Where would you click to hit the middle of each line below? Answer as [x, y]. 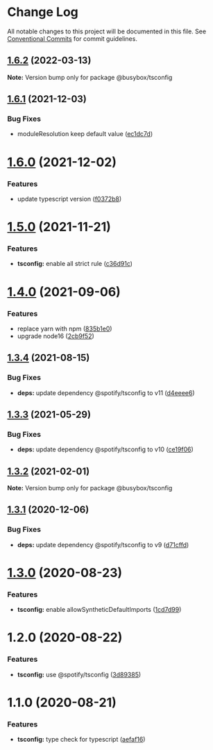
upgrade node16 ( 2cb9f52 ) [56, 336]
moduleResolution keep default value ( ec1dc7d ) [85, 134]
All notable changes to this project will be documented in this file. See [107, 31]
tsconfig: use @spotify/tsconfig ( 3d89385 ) [79, 674]
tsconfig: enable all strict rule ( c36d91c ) [75, 264]
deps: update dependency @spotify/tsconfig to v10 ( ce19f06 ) [105, 449]
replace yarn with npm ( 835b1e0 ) [65, 328]
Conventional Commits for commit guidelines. [72, 38]
